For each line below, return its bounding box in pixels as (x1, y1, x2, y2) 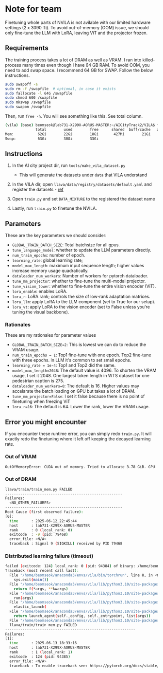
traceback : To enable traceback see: (9, 663, 88, 668)
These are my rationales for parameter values (5, 332, 96, 338)
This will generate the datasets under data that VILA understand (19, 172, 147, 178)
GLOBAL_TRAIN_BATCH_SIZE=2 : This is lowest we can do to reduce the (12, 342, 147, 347)
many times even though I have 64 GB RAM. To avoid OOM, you (22, 62, 150, 68)
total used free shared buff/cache (35, 127, 151, 132)
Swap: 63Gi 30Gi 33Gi (5, 136, 98, 141)
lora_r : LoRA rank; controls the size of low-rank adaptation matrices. (12, 293, 150, 300)
